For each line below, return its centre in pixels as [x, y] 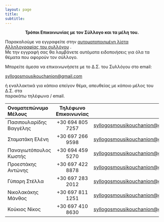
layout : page [18, 9]
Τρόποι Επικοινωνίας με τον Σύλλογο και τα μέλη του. [82, 33]
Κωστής [17, 156]
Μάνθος [17, 199]
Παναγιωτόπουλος [29, 150]
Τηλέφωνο [72, 108]
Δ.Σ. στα [14, 91]
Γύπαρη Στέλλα [26, 182]
